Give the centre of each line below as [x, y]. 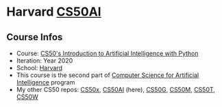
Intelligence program [46, 82]
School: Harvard [39, 68]
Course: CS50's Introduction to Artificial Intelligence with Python [107, 53]
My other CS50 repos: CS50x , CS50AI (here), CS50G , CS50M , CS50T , [115, 90]
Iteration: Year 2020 [45, 61]
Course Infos [35, 37]
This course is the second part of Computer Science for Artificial [108, 75]
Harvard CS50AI [54, 12]
